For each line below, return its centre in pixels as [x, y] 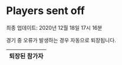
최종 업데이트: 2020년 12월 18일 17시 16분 [54, 28]
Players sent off [46, 11]
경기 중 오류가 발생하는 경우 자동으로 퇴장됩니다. [61, 40]
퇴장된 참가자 [26, 56]
